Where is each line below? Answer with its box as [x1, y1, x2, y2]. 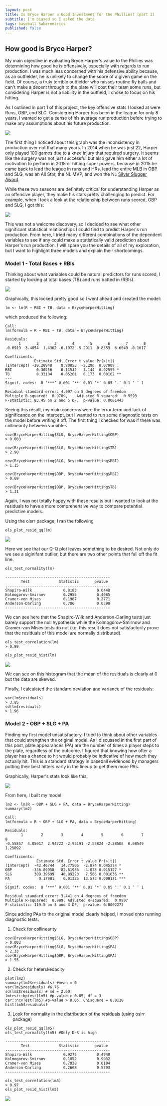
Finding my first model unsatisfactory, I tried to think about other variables [5, 732, 158, 738]
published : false [5, 26, 41, 31]
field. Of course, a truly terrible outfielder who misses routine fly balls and [5, 78, 157, 85]
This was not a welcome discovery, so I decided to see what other [5, 221, 141, 227]
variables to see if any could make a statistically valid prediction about [5, 237, 150, 243]
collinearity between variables [5, 423, 67, 429]
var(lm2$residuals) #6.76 [5, 984, 59, 990]
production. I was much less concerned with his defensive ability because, [5, 68, 159, 74]
